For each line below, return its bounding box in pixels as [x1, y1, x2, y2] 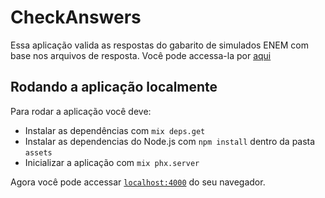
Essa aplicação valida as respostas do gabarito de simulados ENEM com [10, 39, 309, 51]
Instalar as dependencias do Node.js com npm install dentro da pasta [24, 135, 316, 147]
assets [24, 147, 53, 158]
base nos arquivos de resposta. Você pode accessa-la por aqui [10, 49, 272, 61]
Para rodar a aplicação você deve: [10, 105, 152, 117]
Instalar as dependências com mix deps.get [24, 124, 206, 136]
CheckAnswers [10, 6, 142, 29]
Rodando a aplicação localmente [10, 79, 218, 96]
